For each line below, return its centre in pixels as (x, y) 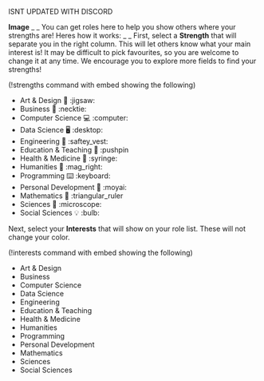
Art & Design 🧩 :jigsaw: (57, 100)
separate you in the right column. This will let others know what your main (130, 44)
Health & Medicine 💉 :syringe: (69, 158)
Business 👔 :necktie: (53, 109)
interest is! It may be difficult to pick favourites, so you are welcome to (124, 52)
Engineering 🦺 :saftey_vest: (64, 141)
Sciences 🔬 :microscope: (61, 204)
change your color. (39, 237)
